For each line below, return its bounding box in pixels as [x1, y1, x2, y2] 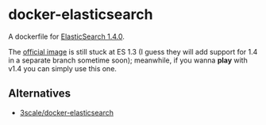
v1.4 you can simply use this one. [8, 63, 118, 73]
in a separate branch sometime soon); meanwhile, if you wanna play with [8, 55, 248, 65]
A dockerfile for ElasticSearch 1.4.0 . [8, 32, 125, 41]
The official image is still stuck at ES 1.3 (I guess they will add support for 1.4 [8, 47, 258, 56]
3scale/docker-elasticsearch [19, 108, 114, 117]
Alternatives [8, 87, 71, 100]
